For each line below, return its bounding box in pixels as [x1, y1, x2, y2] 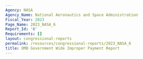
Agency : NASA [5, 7, 33, 13]
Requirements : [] [5, 31, 42, 36]
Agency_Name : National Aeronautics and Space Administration [5, 12, 138, 17]
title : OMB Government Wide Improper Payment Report [5, 46, 120, 51]
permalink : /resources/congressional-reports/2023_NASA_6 [5, 41, 131, 46]
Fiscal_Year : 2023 [5, 17, 44, 22]
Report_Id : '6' [5, 27, 38, 32]
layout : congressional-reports [5, 36, 72, 42]
